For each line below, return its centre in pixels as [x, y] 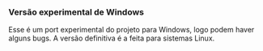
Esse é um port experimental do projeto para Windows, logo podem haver [131, 30]
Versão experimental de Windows [76, 12]
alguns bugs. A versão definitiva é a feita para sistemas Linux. [112, 38]
